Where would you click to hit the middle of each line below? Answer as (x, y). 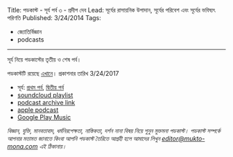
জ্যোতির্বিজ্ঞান (29, 32)
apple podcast (38, 110)
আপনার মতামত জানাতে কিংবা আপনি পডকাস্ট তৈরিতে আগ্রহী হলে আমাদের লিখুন (84, 139)
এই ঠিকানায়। (53, 146)
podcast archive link (46, 102)
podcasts (31, 40)
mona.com (23, 146)
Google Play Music (44, 117)
